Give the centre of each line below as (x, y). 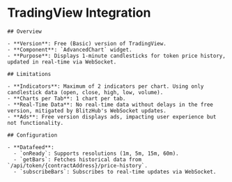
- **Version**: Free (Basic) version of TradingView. (87, 43)
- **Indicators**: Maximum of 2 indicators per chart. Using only (106, 86)
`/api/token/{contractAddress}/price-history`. (78, 165)
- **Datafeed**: (31, 147)
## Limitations (29, 74)
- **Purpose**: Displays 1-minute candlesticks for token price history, (117, 56)
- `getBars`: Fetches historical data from (77, 159)
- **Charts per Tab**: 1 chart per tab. (67, 98)
